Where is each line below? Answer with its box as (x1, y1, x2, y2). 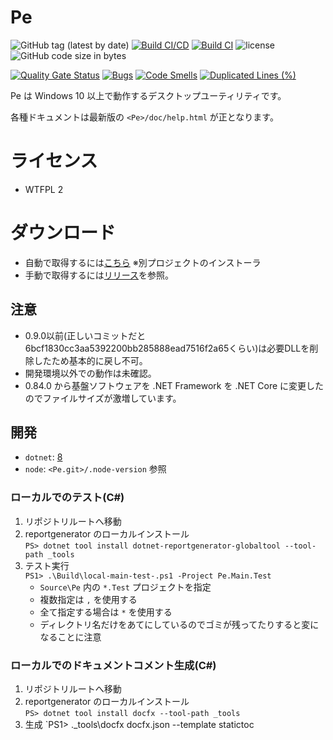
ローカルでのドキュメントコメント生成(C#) (10, 658, 217, 672)
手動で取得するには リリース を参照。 (24, 269, 175, 281)
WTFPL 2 (24, 183, 64, 195)
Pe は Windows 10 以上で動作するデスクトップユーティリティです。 (10, 89, 287, 101)
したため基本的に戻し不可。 (33, 354, 148, 366)
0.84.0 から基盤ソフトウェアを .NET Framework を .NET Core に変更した (24, 379, 325, 391)
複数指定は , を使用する (39, 593, 138, 605)
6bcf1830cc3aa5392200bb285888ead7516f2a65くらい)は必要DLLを (24, 342, 310, 354)
